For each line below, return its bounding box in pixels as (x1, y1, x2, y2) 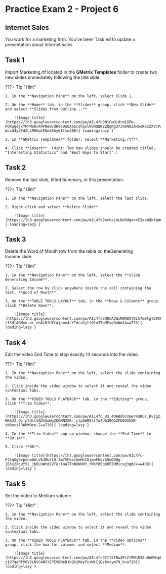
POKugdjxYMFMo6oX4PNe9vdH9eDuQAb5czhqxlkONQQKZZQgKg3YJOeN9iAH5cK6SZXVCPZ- (5, 124, 165, 129)
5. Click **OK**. (5, 445, 41, 450)
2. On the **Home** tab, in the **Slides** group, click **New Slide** (5, 102, 156, 107)
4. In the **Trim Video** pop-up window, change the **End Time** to (5, 431, 152, 437)
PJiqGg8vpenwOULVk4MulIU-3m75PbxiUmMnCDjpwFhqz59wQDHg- (5, 458, 123, 462)
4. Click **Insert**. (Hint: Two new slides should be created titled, (5, 145, 156, 151)
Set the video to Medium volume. (5, 493, 73, 499)
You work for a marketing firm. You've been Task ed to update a (5, 36, 135, 42)
